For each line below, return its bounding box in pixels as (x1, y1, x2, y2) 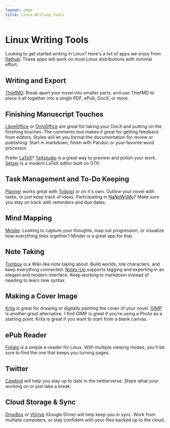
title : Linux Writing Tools (5, 12, 65, 17)
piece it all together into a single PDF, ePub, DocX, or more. (5, 95, 129, 102)
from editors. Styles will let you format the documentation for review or (5, 134, 153, 140)
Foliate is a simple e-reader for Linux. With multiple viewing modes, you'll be (5, 344, 165, 350)
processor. (5, 145, 28, 151)
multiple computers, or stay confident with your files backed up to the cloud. (5, 417, 165, 423)
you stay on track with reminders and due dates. (5, 199, 107, 205)
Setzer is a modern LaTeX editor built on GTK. (5, 160, 100, 167)
